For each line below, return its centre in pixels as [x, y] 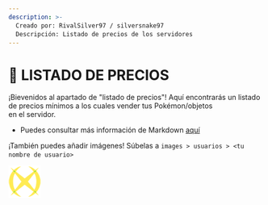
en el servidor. [32, 115]
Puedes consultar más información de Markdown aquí [110, 130]
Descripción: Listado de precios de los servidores [105, 34]
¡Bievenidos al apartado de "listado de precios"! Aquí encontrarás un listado [134, 98]
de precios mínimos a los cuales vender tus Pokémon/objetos [111, 106]
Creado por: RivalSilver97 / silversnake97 [90, 25]
